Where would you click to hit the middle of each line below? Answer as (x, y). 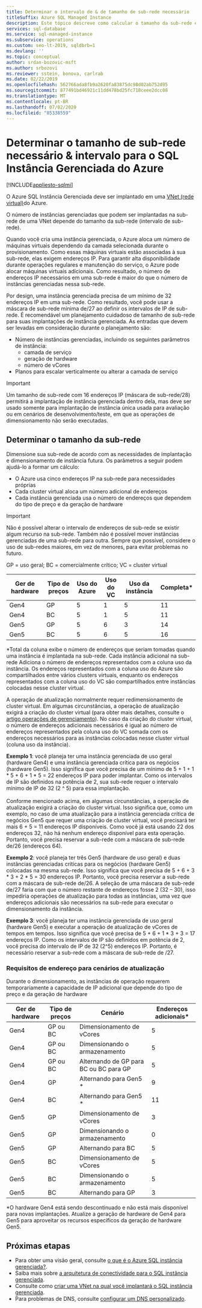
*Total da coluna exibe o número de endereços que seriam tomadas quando (101, 650)
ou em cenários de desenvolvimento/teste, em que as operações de (91, 414)
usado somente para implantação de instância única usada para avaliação (98, 408)
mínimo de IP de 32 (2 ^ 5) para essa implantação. (68, 789)
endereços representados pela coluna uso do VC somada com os (87, 732)
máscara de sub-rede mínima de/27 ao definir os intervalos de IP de (91, 309)
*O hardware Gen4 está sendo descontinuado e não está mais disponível (97, 1208)
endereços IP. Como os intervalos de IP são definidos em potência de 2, (96, 940)
